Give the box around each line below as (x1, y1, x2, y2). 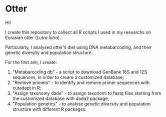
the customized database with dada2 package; (12, 95, 109, 101)
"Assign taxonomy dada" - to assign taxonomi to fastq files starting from (12, 90, 161, 96)
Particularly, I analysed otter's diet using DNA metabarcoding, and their (5, 44, 152, 50)
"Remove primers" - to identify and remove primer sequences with (12, 79, 150, 85)
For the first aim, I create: (5, 59, 57, 65)
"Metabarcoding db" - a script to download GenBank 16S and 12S (12, 68, 147, 75)
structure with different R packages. (12, 106, 86, 112)
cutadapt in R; (12, 84, 41, 90)
